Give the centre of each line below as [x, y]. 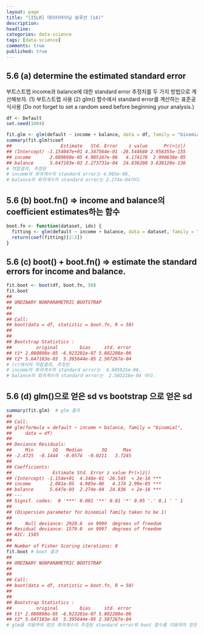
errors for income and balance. [66, 271]
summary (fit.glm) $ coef [35, 140]
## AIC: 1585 [23, 535]
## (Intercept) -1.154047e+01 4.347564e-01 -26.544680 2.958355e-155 [96, 152]
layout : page [23, 12]
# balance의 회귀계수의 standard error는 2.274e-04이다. [74, 180]
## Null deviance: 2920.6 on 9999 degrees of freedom [84, 523]
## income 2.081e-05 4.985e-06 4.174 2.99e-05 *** [84, 484]
